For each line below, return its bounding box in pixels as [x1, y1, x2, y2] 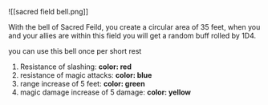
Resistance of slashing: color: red [19, 62, 132, 71]
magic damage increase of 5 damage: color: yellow [19, 87, 191, 97]
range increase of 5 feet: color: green [19, 79, 146, 88]
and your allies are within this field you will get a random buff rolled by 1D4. [8, 31, 257, 40]
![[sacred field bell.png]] [8, 7, 89, 16]
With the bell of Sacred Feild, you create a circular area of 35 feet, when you [8, 22, 261, 31]
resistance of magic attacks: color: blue [19, 71, 152, 79]
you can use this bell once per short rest [8, 46, 142, 55]
